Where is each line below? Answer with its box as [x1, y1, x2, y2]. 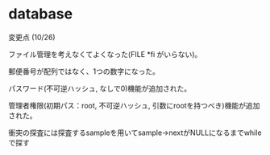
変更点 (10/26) [8, 32, 56, 42]
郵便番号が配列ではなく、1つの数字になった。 [8, 66, 160, 76]
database [8, 5, 73, 23]
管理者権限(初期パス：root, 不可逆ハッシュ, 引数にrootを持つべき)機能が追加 [8, 100, 260, 110]
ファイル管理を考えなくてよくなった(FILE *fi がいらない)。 [8, 49, 202, 59]
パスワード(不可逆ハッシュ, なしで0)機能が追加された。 [8, 84, 192, 93]
